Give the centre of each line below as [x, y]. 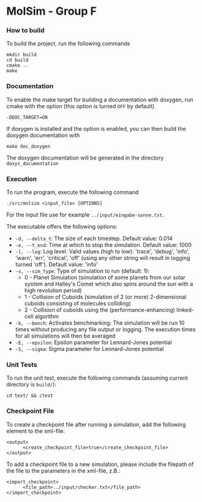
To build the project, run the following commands [68, 43]
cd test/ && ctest [30, 396]
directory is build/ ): [32, 385]
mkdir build [21, 55]
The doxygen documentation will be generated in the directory [85, 158]
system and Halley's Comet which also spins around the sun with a [109, 284]
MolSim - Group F [51, 11]
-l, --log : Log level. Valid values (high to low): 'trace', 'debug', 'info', [102, 251]
